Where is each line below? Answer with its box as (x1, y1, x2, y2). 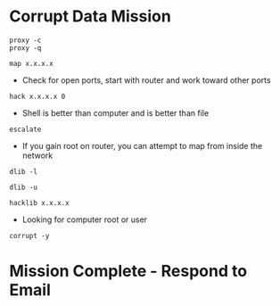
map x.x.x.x (9, 59, 54, 68)
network (21, 150, 54, 161)
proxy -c (9, 36, 42, 45)
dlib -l (9, 167, 38, 176)
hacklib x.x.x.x (9, 198, 70, 207)
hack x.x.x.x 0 (9, 92, 66, 101)
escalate (9, 125, 42, 134)
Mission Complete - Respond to (9, 261, 248, 282)
